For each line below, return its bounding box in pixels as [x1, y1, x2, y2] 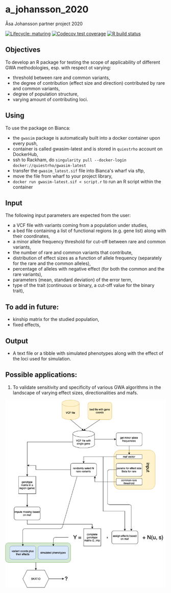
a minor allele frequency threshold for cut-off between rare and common [12, 239, 166, 245]
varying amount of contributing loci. [12, 96, 88, 102]
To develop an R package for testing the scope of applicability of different [5, 59, 160, 65]
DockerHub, [12, 151, 38, 157]
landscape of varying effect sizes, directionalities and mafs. [12, 389, 138, 396]
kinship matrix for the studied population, [12, 316, 100, 322]
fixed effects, [12, 322, 41, 328]
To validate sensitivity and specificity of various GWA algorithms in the [12, 384, 161, 390]
